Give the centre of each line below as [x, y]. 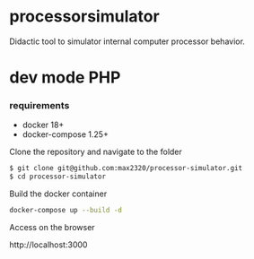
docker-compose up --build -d [66, 211]
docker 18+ [43, 125]
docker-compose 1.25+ [66, 134]
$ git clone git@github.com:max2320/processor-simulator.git [126, 168]
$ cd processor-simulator [57, 177]
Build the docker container [58, 194]
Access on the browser [53, 228]
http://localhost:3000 [48, 245]
